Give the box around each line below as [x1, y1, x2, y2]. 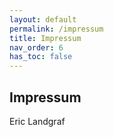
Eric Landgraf [9, 115, 66, 127]
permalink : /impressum [9, 24, 104, 34]
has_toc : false [9, 52, 73, 62]
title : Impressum [9, 33, 82, 43]
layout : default [9, 14, 77, 25]
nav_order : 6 [9, 42, 64, 53]
